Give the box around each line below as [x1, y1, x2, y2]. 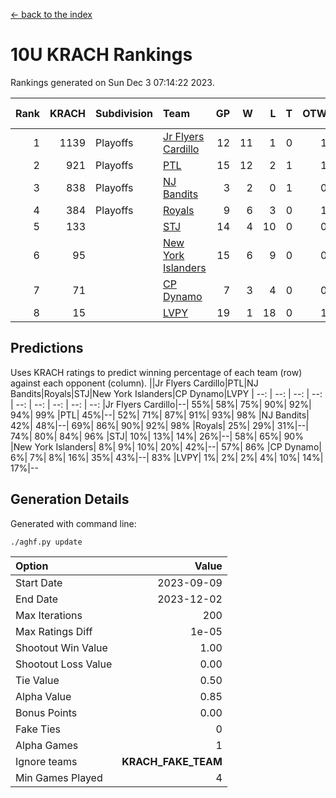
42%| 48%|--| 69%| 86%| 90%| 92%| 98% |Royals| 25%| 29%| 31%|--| [10, 419, 309, 431]
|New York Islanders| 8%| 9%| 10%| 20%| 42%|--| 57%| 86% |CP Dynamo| [10, 440, 322, 453]
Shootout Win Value [15, 640, 108, 654]
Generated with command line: [10, 517, 137, 529]
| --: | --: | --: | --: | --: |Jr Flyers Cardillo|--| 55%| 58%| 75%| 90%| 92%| [10, 398, 312, 410]
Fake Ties [15, 722, 62, 736]
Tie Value [15, 673, 60, 687]
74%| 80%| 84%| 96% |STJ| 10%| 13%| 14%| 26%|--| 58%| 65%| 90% [10, 430, 304, 442]
